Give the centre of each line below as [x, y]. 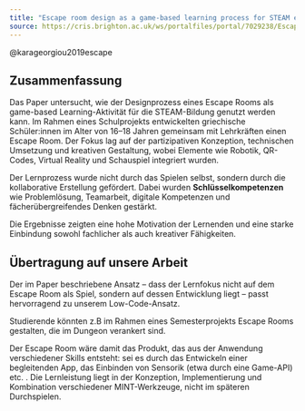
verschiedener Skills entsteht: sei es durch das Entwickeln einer [128, 358]
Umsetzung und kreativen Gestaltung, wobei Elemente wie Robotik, [135, 151]
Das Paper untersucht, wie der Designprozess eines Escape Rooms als [142, 103]
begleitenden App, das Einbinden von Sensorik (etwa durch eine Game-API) [151, 367]
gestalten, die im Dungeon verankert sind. [88, 331]
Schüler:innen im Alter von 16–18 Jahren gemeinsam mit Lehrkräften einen [148, 132]
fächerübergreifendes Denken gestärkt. [83, 207]
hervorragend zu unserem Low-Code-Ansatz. [95, 304]
